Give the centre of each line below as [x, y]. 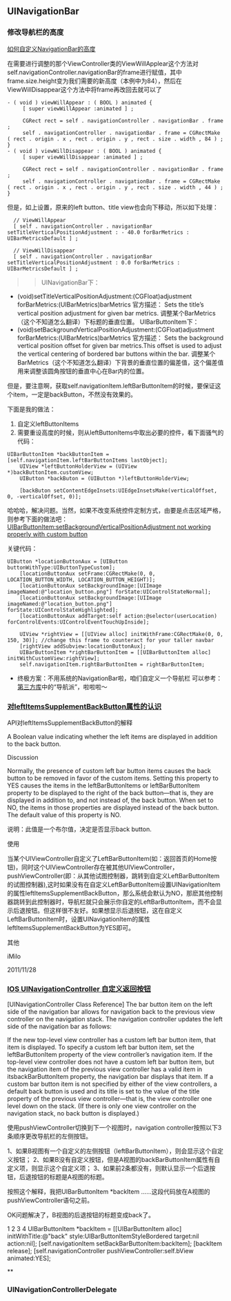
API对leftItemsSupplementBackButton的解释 [70, 722]
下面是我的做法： [31, 409]
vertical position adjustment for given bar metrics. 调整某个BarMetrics [116, 313]
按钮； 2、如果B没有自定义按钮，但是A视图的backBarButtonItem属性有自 [117, 1160]
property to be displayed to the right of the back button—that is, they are [110, 792]
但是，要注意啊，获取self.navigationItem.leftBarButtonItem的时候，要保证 [111, 385]
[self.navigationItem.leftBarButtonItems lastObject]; [88, 460]
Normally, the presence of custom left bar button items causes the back [109, 770]
